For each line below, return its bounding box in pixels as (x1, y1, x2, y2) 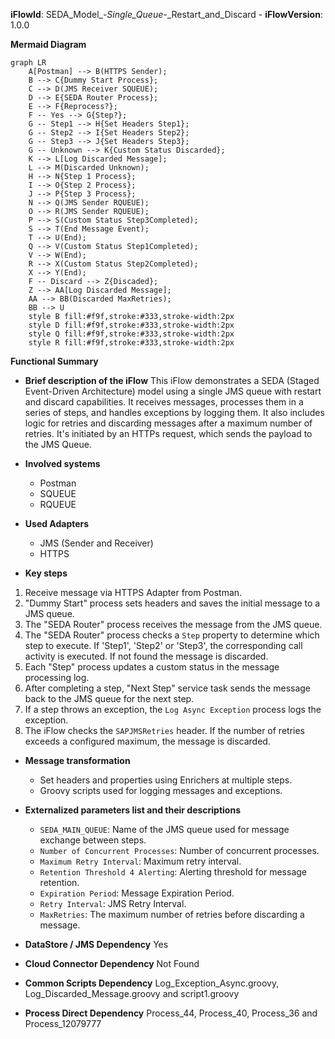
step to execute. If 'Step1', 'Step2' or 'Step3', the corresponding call (24, 640, 303, 651)
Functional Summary (10, 355, 99, 367)
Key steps (24, 567, 68, 579)
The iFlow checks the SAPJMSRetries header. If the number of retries (24, 725, 305, 736)
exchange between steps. (39, 834, 147, 846)
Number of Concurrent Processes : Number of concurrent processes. (39, 845, 320, 856)
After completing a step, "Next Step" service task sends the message (24, 682, 312, 694)
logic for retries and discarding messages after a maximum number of (24, 417, 313, 429)
